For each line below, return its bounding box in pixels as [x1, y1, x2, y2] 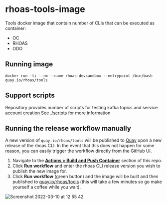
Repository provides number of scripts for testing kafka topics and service [5, 104, 158, 110]
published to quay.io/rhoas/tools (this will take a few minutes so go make [12, 179, 162, 185]
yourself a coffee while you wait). [12, 184, 81, 190]
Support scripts [5, 91, 55, 100]
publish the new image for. [12, 168, 67, 174]
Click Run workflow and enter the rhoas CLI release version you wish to [12, 163, 161, 169]
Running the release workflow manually [5, 124, 131, 133]
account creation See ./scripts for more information [5, 110, 111, 116]
